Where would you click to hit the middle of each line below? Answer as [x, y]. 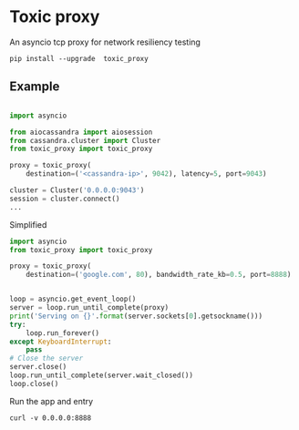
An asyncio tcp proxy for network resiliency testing [105, 42]
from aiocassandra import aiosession [81, 132]
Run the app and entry [52, 401]
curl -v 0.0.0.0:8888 [51, 418]
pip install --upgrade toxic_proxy [79, 58]
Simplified [28, 224]
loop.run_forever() [63, 333]
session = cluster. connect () [65, 199]
